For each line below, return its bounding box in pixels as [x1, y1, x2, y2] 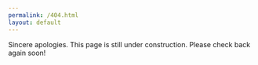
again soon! [8, 48, 46, 57]
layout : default [8, 19, 61, 26]
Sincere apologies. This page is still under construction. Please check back [8, 39, 251, 49]
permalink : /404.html [8, 11, 79, 19]
